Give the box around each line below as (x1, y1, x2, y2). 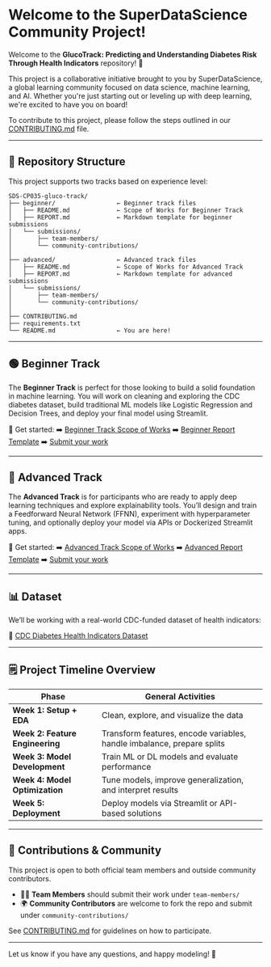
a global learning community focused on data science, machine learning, (8, 82, 251, 92)
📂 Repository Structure (8, 155, 126, 169)
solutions (127, 808, 162, 818)
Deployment (12, 808, 60, 818)
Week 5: (12, 798, 45, 809)
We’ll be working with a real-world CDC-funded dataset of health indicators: (8, 615, 261, 625)
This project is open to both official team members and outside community (8, 865, 256, 875)
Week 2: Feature (12, 728, 77, 739)
